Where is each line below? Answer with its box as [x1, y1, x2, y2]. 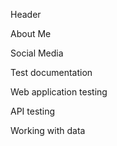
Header [10, 9, 42, 20]
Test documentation [10, 67, 93, 78]
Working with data [10, 125, 86, 136]
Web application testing [10, 86, 108, 98]
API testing [10, 105, 56, 117]
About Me [10, 28, 52, 39]
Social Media [10, 47, 64, 59]
